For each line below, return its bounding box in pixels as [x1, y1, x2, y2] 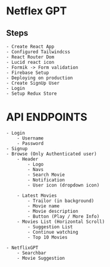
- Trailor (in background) [27, 198, 95, 204]
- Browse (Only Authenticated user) [6, 151, 97, 157]
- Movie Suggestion [17, 255, 65, 261]
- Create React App [6, 44, 55, 49]
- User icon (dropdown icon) [27, 182, 100, 188]
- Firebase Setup [6, 70, 49, 76]
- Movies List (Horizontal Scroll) [17, 219, 105, 225]
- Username [17, 135, 44, 141]
